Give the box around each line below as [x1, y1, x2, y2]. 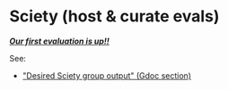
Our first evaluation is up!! [9, 36, 110, 46]
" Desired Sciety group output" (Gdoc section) [22, 70, 191, 81]
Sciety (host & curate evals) [9, 6, 220, 27]
